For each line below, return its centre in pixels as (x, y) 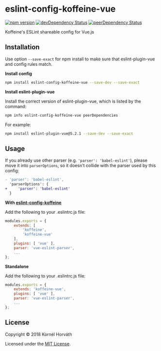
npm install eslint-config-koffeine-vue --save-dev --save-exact (72, 82)
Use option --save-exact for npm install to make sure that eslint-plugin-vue (80, 59)
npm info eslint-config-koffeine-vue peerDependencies (62, 115)
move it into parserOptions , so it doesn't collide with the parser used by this (80, 166)
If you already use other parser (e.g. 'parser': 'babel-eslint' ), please (76, 160)
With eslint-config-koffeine (33, 203)
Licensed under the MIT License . (38, 344)
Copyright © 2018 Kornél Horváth (39, 334)
